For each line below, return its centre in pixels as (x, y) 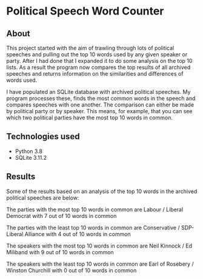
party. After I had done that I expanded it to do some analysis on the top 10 (99, 61)
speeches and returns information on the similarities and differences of (95, 74)
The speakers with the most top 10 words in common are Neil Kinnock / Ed (99, 246)
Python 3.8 (28, 151)
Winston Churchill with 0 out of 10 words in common (72, 270)
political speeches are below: (43, 197)
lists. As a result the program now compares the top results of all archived (98, 67)
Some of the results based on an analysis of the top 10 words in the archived (102, 191)
